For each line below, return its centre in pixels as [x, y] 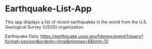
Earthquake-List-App [48, 9]
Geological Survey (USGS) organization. [45, 27]
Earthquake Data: [22, 36]
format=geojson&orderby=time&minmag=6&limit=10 [57, 41]
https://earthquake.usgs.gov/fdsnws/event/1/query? [92, 36]
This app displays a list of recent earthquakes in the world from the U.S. [76, 22]
